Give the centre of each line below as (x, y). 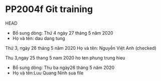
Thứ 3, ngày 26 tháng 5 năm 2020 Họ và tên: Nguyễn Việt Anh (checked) (81, 48)
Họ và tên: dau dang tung (39, 38)
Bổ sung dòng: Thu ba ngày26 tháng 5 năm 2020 (63, 67)
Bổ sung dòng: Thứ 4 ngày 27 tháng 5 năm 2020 (63, 33)
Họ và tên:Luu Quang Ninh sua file (48, 73)
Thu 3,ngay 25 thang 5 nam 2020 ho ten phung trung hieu (65, 58)
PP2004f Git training (49, 9)
